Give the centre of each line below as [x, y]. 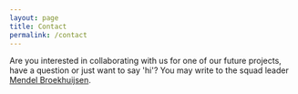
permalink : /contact [49, 35]
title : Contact [38, 26]
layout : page [34, 18]
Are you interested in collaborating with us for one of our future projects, [146, 61]
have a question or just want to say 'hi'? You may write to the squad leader [149, 70]
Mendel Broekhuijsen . [50, 80]
